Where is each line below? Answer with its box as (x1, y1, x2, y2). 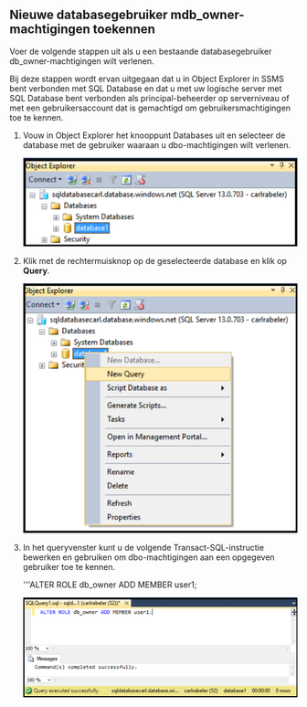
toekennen (92, 22, 155, 37)
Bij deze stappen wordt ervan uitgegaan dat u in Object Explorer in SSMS (9, 73, 285, 84)
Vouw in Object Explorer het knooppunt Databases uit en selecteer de (22, 130, 286, 141)
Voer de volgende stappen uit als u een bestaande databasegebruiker (9, 46, 272, 57)
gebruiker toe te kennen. (22, 562, 116, 573)
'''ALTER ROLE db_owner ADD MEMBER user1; (22, 579, 197, 590)
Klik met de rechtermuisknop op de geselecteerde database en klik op (22, 255, 288, 266)
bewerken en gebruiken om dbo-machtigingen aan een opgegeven (22, 552, 276, 563)
